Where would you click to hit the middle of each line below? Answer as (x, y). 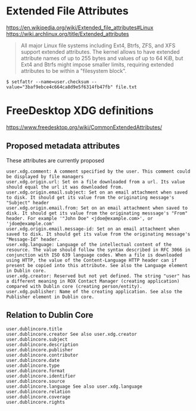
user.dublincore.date (33, 360)
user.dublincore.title (34, 329)
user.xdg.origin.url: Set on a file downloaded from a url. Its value (96, 182)
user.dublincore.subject (37, 339)
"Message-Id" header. (33, 239)
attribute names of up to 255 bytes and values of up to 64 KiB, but (102, 58)
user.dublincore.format (36, 371)
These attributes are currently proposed (55, 160)
